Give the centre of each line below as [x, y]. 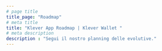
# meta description [30, 33]
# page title [22, 11]
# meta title [22, 22]
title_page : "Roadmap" [34, 17]
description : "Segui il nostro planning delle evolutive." [82, 39]
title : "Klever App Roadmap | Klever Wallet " [64, 28]
